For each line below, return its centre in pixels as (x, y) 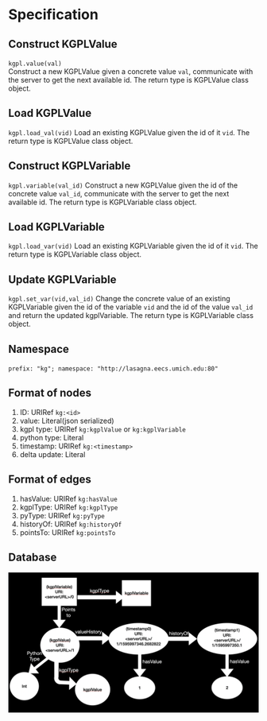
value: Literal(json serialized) (67, 421)
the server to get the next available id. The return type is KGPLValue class (128, 80)
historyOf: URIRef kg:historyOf (71, 524)
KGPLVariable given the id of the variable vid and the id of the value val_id (131, 307)
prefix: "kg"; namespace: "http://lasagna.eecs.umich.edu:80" (113, 369)
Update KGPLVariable (62, 279)
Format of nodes (50, 393)
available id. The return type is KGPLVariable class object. (103, 202)
